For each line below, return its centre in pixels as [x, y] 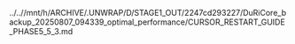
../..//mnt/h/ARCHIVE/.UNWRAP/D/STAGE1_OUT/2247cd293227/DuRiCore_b [147, 13]
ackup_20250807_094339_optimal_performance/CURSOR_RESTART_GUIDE [147, 22]
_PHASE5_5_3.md [41, 31]
